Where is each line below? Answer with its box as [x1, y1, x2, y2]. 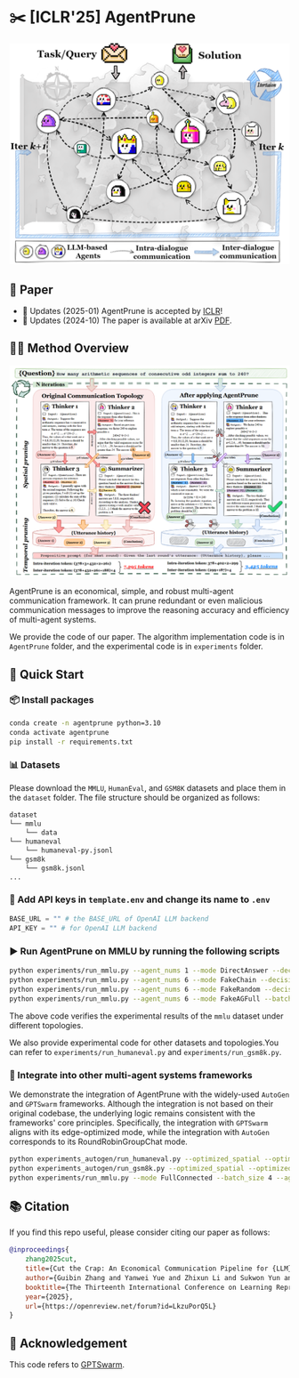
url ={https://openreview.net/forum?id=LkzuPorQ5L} [25, 1301, 217, 1310]
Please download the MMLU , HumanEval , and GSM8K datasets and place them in [9, 782, 287, 793]
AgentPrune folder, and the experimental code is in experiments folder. [9, 641, 264, 652]
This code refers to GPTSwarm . [9, 1359, 125, 1370]
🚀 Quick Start [9, 666, 85, 681]
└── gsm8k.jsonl [25, 864, 86, 873]
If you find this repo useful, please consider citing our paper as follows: [9, 1227, 271, 1237]
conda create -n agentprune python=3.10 [9, 718, 162, 728]
